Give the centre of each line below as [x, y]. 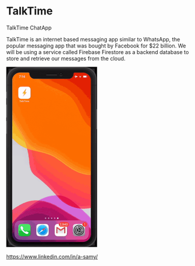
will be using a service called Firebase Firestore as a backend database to [97, 52]
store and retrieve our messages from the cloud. [66, 58]
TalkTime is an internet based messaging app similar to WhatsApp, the [93, 39]
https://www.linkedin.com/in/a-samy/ [52, 256]
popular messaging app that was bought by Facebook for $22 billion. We [96, 46]
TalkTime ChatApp [29, 28]
